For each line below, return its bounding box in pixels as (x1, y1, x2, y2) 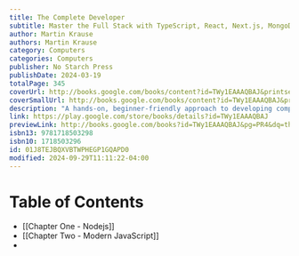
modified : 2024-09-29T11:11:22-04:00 (9, 153, 149, 163)
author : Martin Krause (9, 29, 93, 38)
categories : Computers (9, 54, 93, 63)
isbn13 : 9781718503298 (9, 129, 93, 138)
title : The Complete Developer (9, 12, 125, 22)
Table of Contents (9, 192, 144, 212)
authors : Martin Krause (9, 37, 98, 47)
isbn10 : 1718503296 (9, 137, 82, 146)
